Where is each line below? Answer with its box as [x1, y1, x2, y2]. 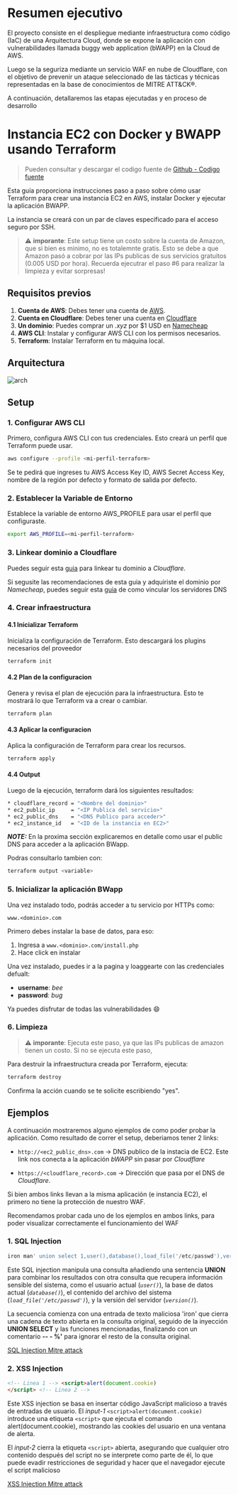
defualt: [7, 969, 30, 978]
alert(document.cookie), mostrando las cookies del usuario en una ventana [7, 1422, 227, 1430]
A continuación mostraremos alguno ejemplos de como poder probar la [7, 1125, 216, 1135]
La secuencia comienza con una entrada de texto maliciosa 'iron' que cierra [7, 1309, 229, 1318]
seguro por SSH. [7, 223, 56, 231]
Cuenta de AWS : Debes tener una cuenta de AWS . [17, 306, 166, 314]
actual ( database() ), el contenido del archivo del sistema [7, 1288, 172, 1297]
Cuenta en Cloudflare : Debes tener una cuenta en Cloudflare [17, 314, 197, 322]
